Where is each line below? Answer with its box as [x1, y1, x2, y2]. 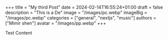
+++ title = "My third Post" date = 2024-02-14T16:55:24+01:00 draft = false [5, 4, 163, 10]
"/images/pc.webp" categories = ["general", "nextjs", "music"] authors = [5, 15, 157, 20]
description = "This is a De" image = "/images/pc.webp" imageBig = [5, 9, 148, 15]
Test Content [5, 30, 32, 35]
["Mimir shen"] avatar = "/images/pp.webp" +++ [5, 20, 106, 26]
